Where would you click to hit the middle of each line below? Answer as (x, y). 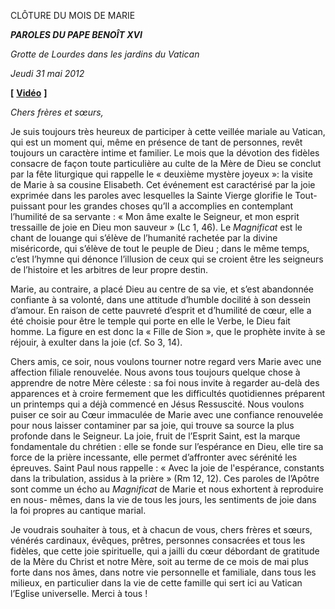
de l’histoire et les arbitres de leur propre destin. (109, 269)
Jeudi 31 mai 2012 (47, 73)
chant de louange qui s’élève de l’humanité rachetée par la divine (144, 238)
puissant (28, 206)
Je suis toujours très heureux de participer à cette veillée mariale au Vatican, (168, 131)
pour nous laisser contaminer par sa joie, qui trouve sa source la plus (152, 425)
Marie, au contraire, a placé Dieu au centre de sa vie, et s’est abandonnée (162, 289)
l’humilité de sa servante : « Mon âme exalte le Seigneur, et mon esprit (155, 216)
